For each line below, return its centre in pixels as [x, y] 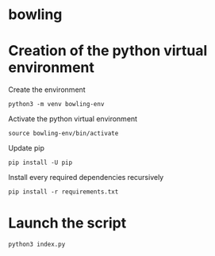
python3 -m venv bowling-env [56, 105]
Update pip [27, 148]
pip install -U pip [40, 163]
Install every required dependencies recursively [86, 178]
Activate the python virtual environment [73, 119]
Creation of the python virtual [108, 51]
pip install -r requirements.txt [63, 192]
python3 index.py [37, 245]
